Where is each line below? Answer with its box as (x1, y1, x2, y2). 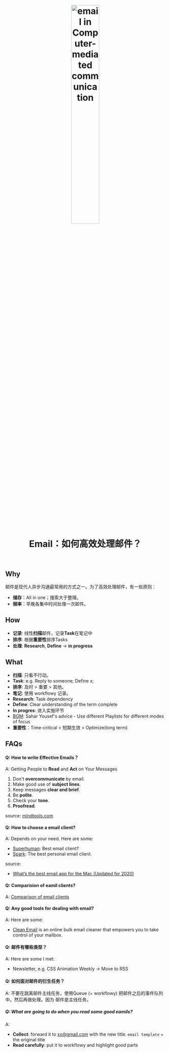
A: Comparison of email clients (5, 894, 70, 900)
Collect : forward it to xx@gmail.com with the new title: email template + (12, 1031, 164, 1037)
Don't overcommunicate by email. (12, 776, 85, 782)
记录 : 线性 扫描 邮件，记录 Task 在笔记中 (12, 630, 93, 636)
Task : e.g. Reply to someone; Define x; (12, 677, 94, 684)
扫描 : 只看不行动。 (12, 672, 51, 678)
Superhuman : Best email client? (12, 845, 79, 851)
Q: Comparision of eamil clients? (5, 883, 76, 889)
